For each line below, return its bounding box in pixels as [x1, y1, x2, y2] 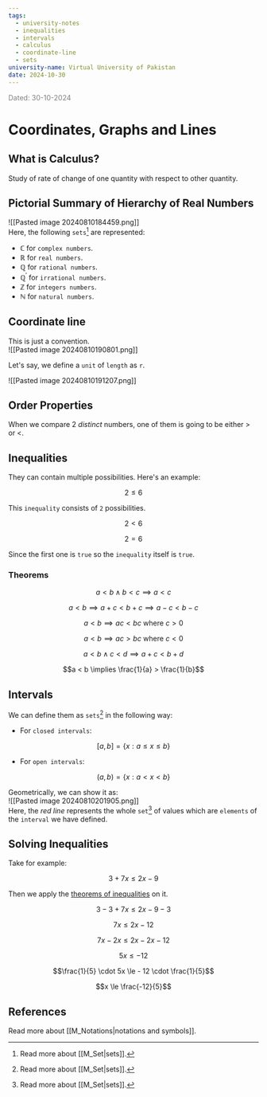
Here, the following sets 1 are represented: [8, 226, 145, 237]
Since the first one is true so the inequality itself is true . [8, 550, 195, 559]
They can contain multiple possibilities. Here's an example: [8, 472, 201, 482]
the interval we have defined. [8, 814, 108, 824]
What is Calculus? [8, 152, 100, 166]
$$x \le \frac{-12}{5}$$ [95, 981, 172, 992]
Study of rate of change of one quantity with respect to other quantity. [8, 173, 238, 183]
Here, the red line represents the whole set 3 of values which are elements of [8, 804, 257, 815]
